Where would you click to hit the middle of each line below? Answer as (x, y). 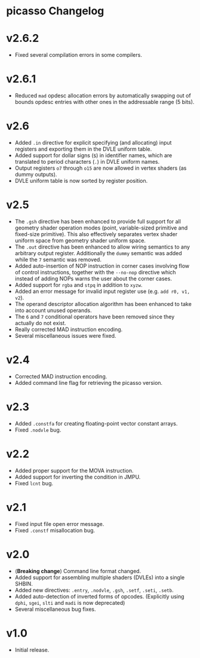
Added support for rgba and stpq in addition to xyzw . (79, 284)
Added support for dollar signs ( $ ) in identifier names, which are (93, 155)
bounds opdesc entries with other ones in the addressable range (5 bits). (104, 102)
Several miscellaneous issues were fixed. (65, 335)
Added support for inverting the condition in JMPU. (78, 477)
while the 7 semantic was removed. (58, 259)
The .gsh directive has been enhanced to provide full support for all (98, 221)
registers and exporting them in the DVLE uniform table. (83, 149)
